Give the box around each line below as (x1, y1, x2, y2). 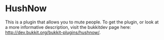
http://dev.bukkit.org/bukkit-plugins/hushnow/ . (5, 29, 101, 35)
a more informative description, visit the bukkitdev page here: (5, 24, 131, 30)
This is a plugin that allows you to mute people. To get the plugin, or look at (5, 19, 159, 25)
